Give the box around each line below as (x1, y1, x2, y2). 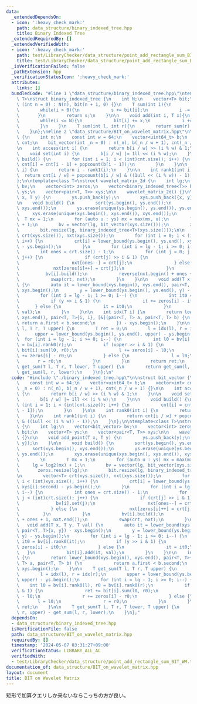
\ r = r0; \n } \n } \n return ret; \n (16, 358, 185, 364)
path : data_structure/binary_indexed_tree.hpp (16, 25, 133, 31)
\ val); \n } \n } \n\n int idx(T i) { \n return (16, 309, 182, 315)
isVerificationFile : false (11, 626, 77, 632)
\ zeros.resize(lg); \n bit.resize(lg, (16, 468, 145, 474)
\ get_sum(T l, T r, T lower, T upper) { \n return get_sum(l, (16, 364, 191, 370)
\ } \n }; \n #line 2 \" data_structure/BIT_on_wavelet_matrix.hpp (16, 129, 180, 135)
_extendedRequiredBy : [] (11, 36, 72, 42)
